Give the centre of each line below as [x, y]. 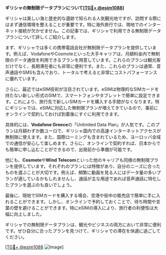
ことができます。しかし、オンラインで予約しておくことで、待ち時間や [85, 202]
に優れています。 [22, 79]
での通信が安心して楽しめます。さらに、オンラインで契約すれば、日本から [81, 143]
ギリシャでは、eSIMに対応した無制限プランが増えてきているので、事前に [84, 108]
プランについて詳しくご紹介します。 [42, 37]
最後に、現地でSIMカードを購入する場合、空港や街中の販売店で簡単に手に [81, 195]
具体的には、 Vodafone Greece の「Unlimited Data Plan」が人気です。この [80, 125]
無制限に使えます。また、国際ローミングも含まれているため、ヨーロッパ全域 [83, 137]
